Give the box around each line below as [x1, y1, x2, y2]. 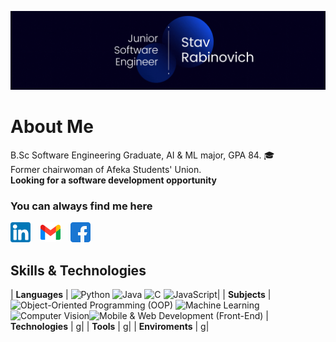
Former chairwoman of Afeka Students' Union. [10, 163, 202, 175]
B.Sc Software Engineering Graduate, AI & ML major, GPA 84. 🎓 [10, 149, 275, 161]
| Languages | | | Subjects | [10, 289, 272, 301]
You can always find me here [10, 199, 153, 213]
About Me [10, 116, 94, 138]
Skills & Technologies [10, 262, 147, 279]
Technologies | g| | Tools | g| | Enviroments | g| [10, 321, 210, 333]
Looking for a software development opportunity [10, 174, 217, 186]
